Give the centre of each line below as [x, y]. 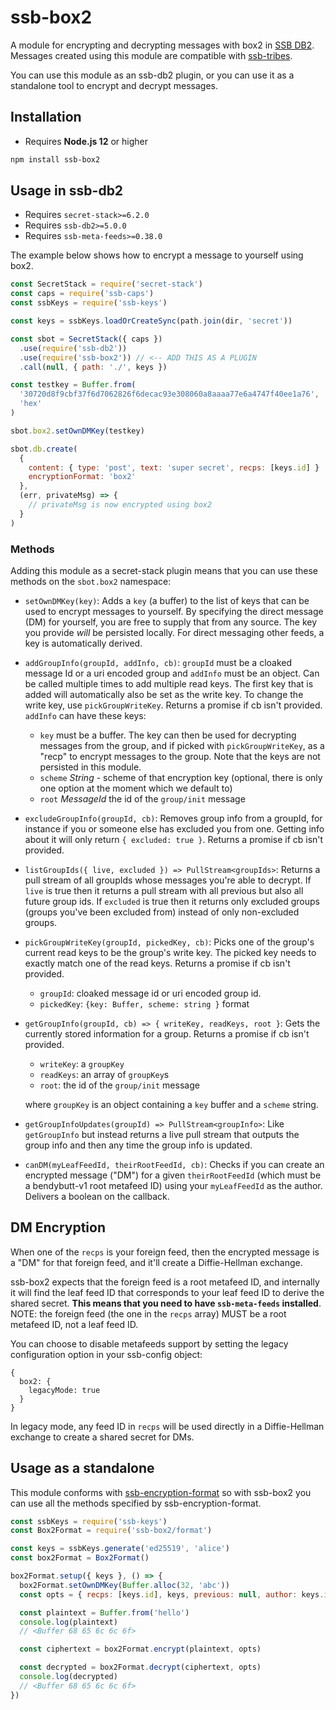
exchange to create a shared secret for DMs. [102, 1437]
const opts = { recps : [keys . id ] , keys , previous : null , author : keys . [172, 1594]
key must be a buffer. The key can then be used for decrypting [168, 735]
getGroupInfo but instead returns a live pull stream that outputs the [162, 1134]
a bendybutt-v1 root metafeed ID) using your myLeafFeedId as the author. [173, 1185]
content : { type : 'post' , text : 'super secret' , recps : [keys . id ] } [174, 467]
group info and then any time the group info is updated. [138, 1145]
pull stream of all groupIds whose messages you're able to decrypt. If [168, 880]
